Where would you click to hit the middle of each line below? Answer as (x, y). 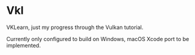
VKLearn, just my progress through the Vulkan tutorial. (75, 27)
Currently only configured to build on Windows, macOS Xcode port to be (98, 39)
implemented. (24, 45)
